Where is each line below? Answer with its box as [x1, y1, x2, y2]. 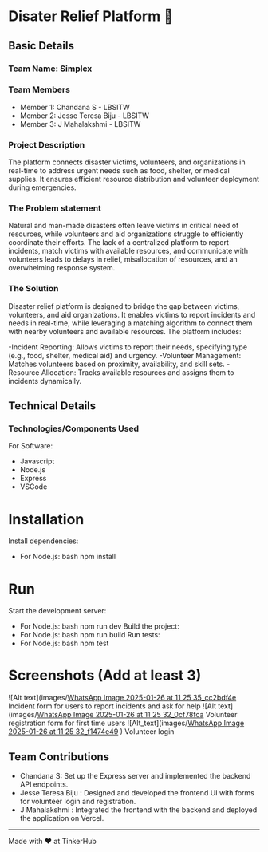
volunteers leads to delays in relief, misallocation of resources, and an [8, 254, 238, 264]
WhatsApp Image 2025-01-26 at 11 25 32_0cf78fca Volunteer [37, 710, 238, 720]
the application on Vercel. [19, 814, 104, 822]
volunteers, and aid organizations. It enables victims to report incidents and [8, 310, 256, 319]
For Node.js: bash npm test [19, 638, 109, 649]
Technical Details [8, 399, 97, 413]
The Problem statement [8, 203, 102, 214]
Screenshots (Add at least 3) [8, 666, 202, 684]
